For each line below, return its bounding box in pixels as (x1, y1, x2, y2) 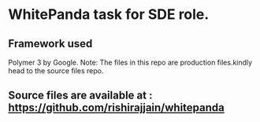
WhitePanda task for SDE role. (8, 6, 210, 24)
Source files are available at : (8, 89, 153, 102)
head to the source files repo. (8, 66, 104, 76)
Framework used (8, 37, 93, 50)
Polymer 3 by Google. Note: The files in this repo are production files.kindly (8, 57, 253, 67)
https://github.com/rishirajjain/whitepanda (8, 101, 225, 115)
